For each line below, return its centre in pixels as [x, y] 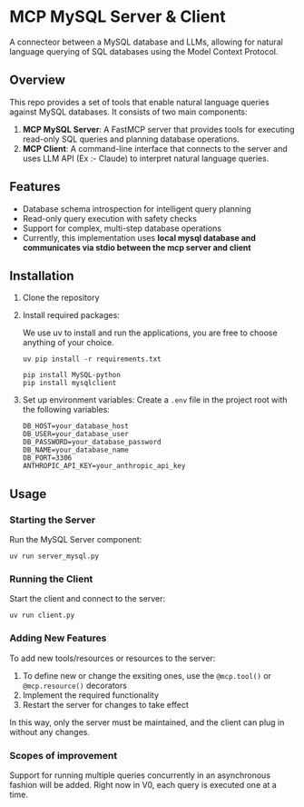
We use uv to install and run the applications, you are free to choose [150, 333]
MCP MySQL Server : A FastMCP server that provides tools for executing [158, 129]
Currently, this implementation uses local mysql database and [139, 237]
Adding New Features [58, 638]
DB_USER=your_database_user [75, 434]
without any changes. [50, 732]
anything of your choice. [69, 343]
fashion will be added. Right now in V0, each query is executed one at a [143, 784]
